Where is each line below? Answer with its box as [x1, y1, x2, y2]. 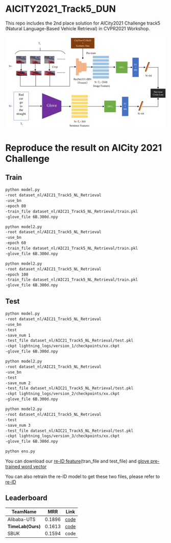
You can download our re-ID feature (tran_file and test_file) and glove [5, 458, 150, 464]
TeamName [11, 509, 37, 515]
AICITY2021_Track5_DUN [5, 3, 116, 15]
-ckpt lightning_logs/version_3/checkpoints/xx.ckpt [5, 433, 120, 438]
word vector [21, 464, 47, 470]
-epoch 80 [5, 203, 27, 208]
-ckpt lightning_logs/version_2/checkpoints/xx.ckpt [5, 391, 120, 396]
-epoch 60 [5, 240, 27, 246]
